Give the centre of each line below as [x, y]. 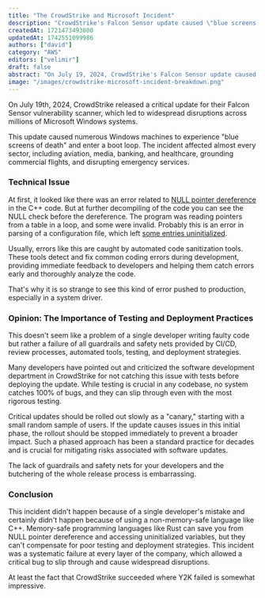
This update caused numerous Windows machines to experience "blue [123, 136]
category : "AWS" [35, 52]
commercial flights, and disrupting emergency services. [99, 162]
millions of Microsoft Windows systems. [73, 121]
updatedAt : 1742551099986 [51, 38]
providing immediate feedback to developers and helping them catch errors [131, 265]
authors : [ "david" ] [40, 45]
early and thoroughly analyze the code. [72, 273]
